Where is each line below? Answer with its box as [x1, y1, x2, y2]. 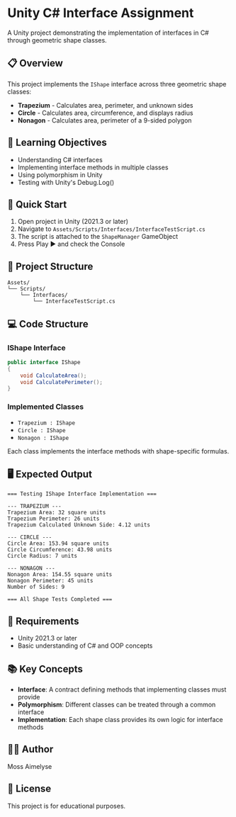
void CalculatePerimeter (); [20, 378, 103, 385]
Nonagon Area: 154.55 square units [7, 571, 113, 578]
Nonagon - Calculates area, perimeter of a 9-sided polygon [17, 115, 192, 125]
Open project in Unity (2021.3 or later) [17, 218, 129, 226]
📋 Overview [7, 57, 64, 69]
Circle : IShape [17, 427, 66, 434]
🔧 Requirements [7, 615, 79, 627]
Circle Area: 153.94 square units [7, 540, 110, 547]
